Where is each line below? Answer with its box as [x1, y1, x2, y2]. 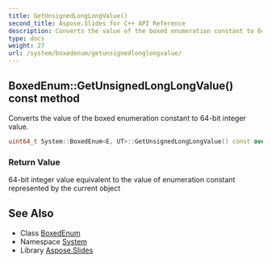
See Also [8, 207, 54, 220]
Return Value [8, 157, 60, 168]
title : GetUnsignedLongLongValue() [8, 11, 128, 20]
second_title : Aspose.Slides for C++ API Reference [8, 19, 186, 27]
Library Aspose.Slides [19, 245, 94, 255]
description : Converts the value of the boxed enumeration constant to [8, 27, 254, 35]
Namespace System [19, 236, 87, 246]
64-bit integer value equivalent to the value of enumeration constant [8, 174, 236, 184]
